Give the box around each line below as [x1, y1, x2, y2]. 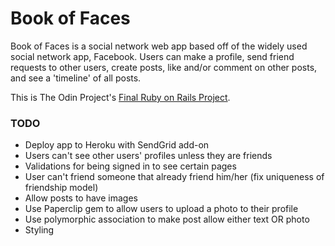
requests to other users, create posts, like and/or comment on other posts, [10, 61, 318, 73]
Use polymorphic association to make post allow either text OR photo [24, 213, 310, 226]
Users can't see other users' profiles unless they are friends [24, 150, 273, 162]
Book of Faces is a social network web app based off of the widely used [10, 40, 308, 52]
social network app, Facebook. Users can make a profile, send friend [10, 50, 295, 62]
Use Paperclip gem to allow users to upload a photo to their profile [24, 203, 299, 215]
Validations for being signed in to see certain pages [24, 160, 237, 172]
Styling [24, 224, 55, 236]
